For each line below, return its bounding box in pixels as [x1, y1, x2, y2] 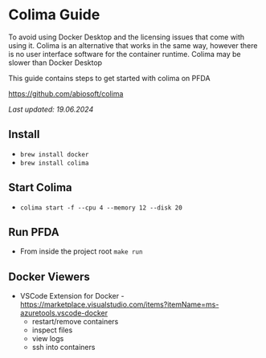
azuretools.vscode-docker [19, 308, 108, 318]
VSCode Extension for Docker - [19, 291, 125, 301]
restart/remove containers [31, 317, 119, 327]
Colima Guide [8, 6, 100, 24]
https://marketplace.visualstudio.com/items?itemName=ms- [19, 299, 219, 310]
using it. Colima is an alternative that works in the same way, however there [8, 40, 258, 50]
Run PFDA [8, 225, 59, 238]
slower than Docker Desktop [8, 58, 103, 67]
